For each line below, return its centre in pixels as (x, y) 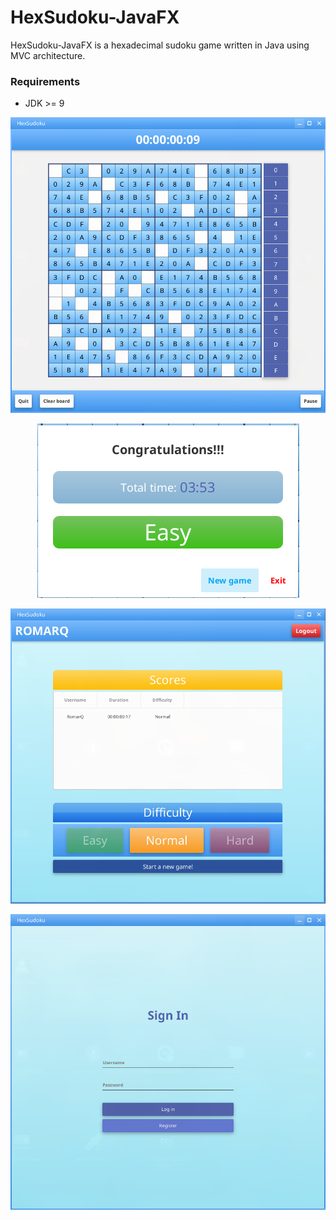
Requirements (45, 81)
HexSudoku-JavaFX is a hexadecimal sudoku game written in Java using (160, 45)
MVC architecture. (48, 55)
